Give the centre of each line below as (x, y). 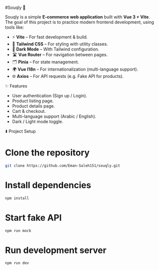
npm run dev (17, 263)
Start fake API (33, 218)
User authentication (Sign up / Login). (49, 96)
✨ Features (16, 86)
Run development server (56, 250)
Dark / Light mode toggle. (38, 121)
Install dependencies (48, 185)
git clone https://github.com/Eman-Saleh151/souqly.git (63, 165)
